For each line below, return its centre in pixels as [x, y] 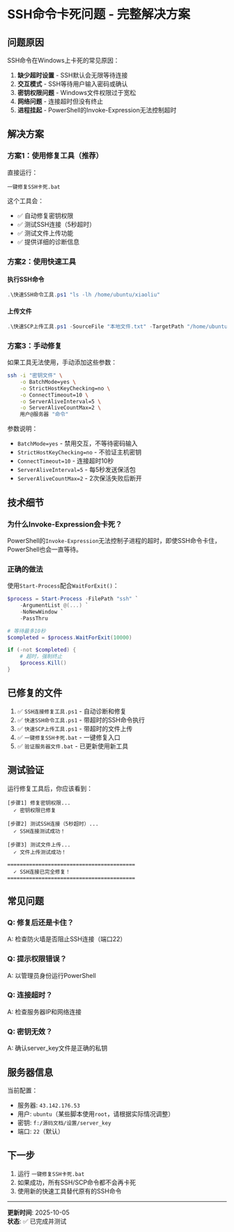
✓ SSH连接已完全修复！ [42, 872]
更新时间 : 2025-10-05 [38, 1212]
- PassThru [34, 618]
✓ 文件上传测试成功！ [40, 852]
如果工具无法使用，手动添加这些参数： [62, 362]
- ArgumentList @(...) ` [54, 606]
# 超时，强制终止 [41, 657]
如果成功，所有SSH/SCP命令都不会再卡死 [77, 1182]
